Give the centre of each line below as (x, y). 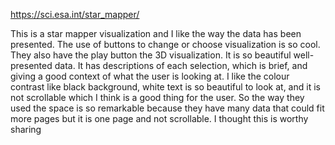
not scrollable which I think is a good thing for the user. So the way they (157, 97)
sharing (26, 129)
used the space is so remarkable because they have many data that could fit (167, 108)
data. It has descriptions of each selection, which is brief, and (181, 65)
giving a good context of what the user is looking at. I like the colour (150, 76)
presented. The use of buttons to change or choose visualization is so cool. (165, 44)
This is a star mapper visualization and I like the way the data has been (156, 33)
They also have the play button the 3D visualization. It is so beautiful (151, 55)
